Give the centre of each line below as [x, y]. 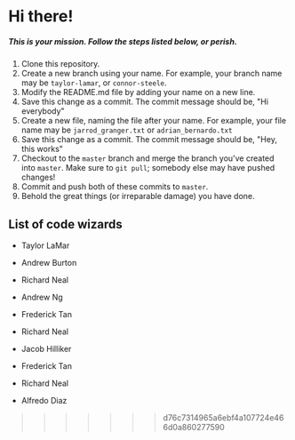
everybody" [43, 111]
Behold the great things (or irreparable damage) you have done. [138, 196]
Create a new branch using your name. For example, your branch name [151, 74]
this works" [42, 149]
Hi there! [41, 16]
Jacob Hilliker [46, 348]
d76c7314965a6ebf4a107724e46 [223, 417]
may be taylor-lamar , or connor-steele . [94, 83]
